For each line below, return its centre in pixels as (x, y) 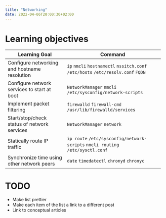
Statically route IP (28, 141)
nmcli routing (103, 145)
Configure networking (33, 63)
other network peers (31, 164)
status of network (28, 124)
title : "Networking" (26, 10)
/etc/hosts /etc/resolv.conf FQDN (106, 73)
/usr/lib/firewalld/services (101, 110)
